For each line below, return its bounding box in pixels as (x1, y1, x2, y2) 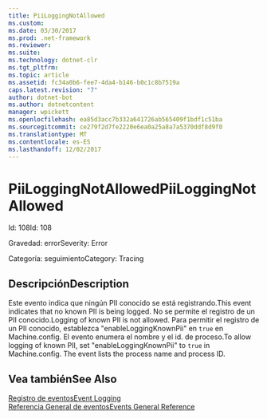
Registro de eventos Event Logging (8, 393, 121, 403)
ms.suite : (8, 49, 41, 57)
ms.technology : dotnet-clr (8, 57, 98, 65)
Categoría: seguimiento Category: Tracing (8, 254, 144, 263)
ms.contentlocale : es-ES (8, 137, 91, 146)
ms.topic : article (8, 71, 69, 79)
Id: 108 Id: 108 (8, 223, 52, 232)
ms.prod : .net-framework (8, 34, 91, 42)
